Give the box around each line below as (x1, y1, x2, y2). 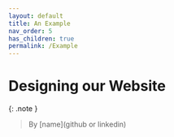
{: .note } (8, 104, 38, 113)
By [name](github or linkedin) (28, 119, 127, 130)
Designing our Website (8, 77, 167, 96)
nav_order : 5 (8, 27, 53, 35)
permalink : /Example (8, 42, 79, 50)
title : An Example (8, 19, 71, 28)
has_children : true (8, 34, 75, 43)
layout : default (8, 11, 63, 20)
